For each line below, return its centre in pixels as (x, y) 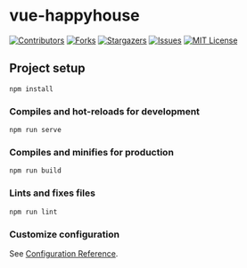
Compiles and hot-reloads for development (105, 111)
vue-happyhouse (74, 16)
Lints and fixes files (53, 193)
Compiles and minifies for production (91, 152)
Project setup (48, 68)
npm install (31, 89)
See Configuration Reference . (64, 253)
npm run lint (33, 212)
